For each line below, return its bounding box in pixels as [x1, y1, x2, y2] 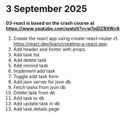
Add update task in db [13, 100, 60, 106]
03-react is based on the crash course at [6, 20, 94, 26]
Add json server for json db [13, 79, 71, 85]
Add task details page [13, 106, 59, 112]
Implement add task [13, 67, 55, 74]
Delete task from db [13, 89, 55, 96]
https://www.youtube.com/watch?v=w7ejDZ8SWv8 [6, 25, 120, 31]
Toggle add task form [13, 73, 59, 79]
